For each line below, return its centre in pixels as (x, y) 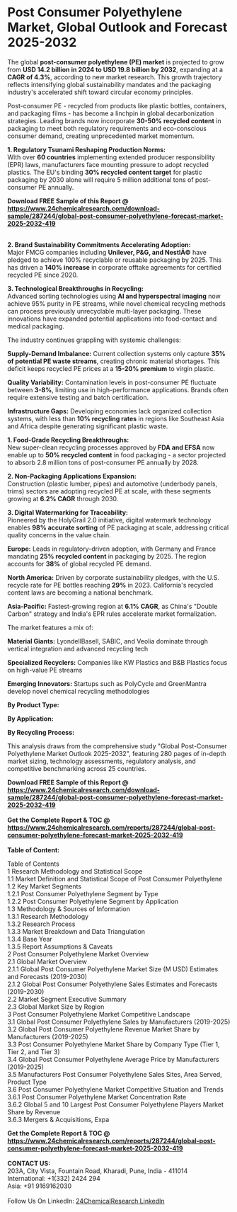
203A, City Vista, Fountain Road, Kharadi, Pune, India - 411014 (98, 1171)
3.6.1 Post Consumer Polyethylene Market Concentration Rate (97, 1097)
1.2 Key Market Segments (45, 886)
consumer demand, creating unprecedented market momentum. (101, 136)
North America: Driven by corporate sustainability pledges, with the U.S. (114, 577)
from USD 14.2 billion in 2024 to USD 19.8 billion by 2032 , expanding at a (115, 69)
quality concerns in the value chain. (59, 534)
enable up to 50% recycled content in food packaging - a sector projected (117, 455)
